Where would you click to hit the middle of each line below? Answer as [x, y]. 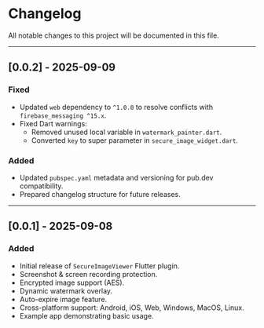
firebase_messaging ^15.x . [63, 115]
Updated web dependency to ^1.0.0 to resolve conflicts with [116, 107]
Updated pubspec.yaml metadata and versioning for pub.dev [116, 177]
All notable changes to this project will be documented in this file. [114, 35]
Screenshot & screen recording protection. [88, 274]
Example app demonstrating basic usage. [87, 315]
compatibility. [41, 186]
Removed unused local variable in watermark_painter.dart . [126, 132]
